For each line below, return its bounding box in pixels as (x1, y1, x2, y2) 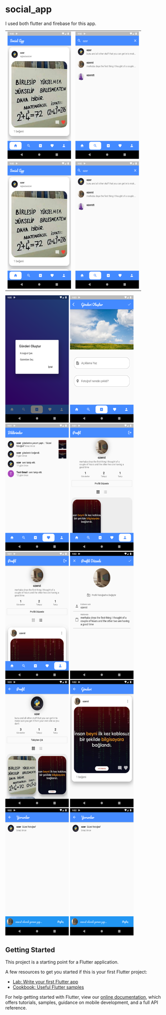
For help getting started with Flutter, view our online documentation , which (5, 994, 161, 1000)
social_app (5, 4, 52, 15)
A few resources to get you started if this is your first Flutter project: (5, 969, 147, 975)
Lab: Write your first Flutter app (12, 979, 79, 985)
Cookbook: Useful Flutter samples (12, 984, 84, 991)
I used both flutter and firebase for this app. (5, 20, 96, 26)
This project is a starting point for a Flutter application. (5, 959, 119, 965)
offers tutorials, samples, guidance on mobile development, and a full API (5, 999, 158, 1006)
